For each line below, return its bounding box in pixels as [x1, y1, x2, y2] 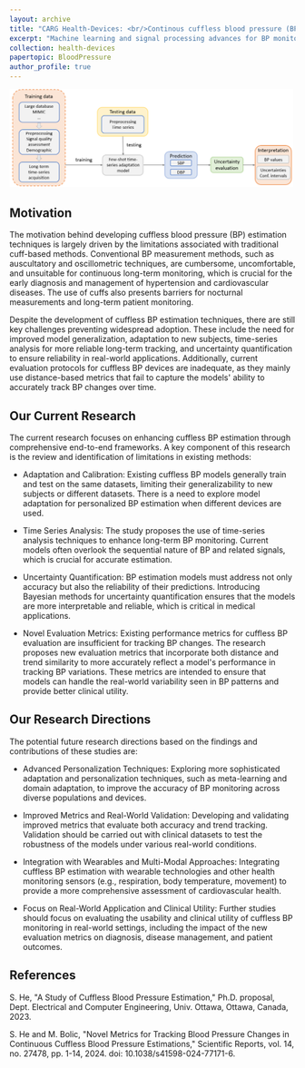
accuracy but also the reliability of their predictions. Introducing [22, 581, 261, 592]
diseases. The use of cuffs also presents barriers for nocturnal [9, 287, 243, 299]
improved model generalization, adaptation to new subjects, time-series [9, 334, 279, 345]
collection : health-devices [9, 44, 116, 53]
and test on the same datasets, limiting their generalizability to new [22, 478, 273, 489]
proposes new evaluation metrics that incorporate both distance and [22, 647, 280, 658]
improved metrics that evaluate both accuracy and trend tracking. [22, 819, 268, 830]
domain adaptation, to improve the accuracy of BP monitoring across [22, 782, 280, 793]
